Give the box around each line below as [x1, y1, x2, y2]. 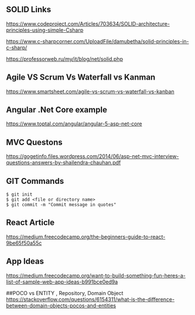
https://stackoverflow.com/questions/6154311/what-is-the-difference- [6, 296, 175, 303]
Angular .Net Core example [6, 105, 107, 115]
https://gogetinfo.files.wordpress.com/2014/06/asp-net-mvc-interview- [6, 153, 179, 160]
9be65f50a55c [6, 239, 42, 246]
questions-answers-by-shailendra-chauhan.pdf [6, 159, 121, 166]
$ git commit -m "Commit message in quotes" [6, 202, 117, 208]
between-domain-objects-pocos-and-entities [6, 302, 117, 309]
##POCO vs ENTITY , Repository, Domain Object [6, 289, 124, 296]
